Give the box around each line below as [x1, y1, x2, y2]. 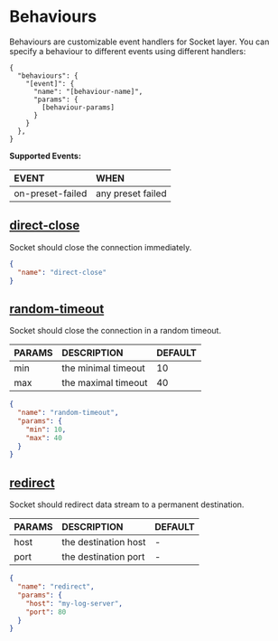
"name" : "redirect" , [17, 582, 95, 591]
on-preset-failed [14, 187, 88, 200]
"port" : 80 [25, 608, 67, 617]
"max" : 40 [25, 433, 63, 442]
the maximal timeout [61, 377, 148, 390]
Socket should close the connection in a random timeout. [9, 325, 222, 336]
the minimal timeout [61, 362, 146, 374]
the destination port [61, 551, 145, 563]
